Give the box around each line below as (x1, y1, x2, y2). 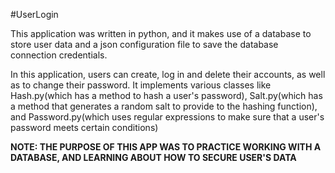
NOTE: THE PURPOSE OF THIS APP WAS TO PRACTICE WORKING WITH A (10, 141, 322, 153)
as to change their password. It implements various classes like (10, 79, 272, 91)
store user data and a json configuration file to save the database (10, 39, 279, 50)
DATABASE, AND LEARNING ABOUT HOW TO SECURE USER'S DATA (10, 152, 297, 163)
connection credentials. (10, 49, 108, 61)
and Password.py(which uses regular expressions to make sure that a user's (10, 111, 325, 123)
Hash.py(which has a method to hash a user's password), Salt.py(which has (10, 90, 323, 101)
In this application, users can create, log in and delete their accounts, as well (10, 69, 326, 80)
